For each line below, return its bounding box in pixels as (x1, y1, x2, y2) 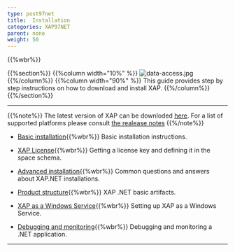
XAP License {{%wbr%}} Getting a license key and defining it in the (17, 146, 211, 155)
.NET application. (17, 230, 68, 239)
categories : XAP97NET (7, 23, 71, 30)
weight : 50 (7, 36, 39, 43)
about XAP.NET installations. (17, 174, 100, 183)
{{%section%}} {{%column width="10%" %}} (7, 69, 138, 78)
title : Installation (7, 17, 71, 24)
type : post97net (7, 10, 55, 17)
